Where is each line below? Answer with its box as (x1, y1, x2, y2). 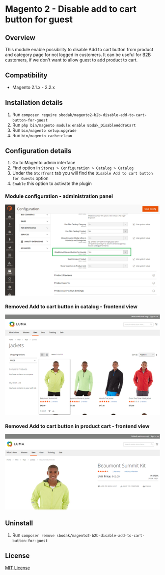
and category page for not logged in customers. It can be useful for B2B (5, 52, 151, 58)
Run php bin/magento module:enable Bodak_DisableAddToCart (12, 122, 136, 128)
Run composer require (12, 112, 57, 118)
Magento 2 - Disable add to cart (5, 3, 137, 15)
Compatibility (5, 71, 48, 80)
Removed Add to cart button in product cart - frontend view (5, 423, 150, 429)
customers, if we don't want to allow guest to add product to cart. (5, 57, 138, 62)
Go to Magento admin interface (12, 160, 76, 166)
